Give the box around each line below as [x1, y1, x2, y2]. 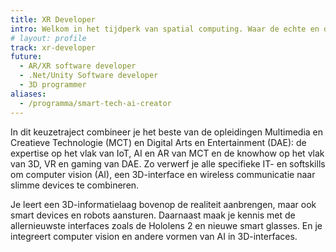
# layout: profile [10, 33, 87, 43]
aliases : [10, 89, 47, 99]
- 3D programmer [19, 80, 87, 90]
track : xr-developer [10, 42, 97, 53]
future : [10, 52, 43, 62]
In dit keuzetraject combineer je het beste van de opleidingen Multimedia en [10, 126, 324, 138]
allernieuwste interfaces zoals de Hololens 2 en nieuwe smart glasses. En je [10, 219, 323, 231]
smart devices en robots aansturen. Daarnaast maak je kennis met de [10, 209, 296, 221]
